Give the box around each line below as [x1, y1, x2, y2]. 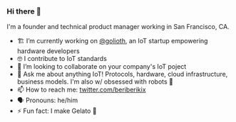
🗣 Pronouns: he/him [16, 96, 78, 105]
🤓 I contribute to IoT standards [16, 55, 108, 63]
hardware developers [16, 47, 80, 55]
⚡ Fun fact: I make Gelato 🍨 [16, 106, 97, 116]
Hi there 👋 [6, 6, 42, 16]
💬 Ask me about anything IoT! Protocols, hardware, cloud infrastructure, [16, 70, 228, 79]
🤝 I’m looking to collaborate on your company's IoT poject [16, 62, 187, 71]
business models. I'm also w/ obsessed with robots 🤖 [16, 77, 174, 86]
